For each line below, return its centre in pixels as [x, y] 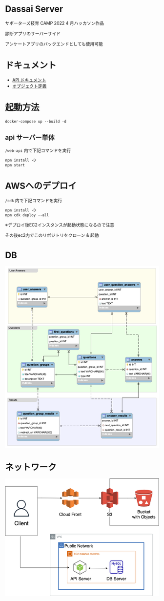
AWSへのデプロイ [41, 186]
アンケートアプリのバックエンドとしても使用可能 [54, 44]
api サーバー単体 [30, 138]
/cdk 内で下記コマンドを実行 [34, 200]
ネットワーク [31, 467]
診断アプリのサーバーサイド [33, 33]
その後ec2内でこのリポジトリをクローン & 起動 [52, 235]
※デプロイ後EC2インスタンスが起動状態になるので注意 [60, 225]
